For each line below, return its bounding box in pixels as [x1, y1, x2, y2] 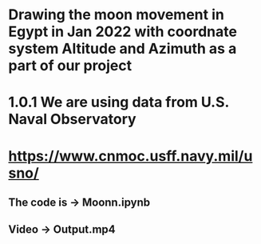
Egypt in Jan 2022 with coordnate [8, 22, 238, 41]
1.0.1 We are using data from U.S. [8, 94, 230, 111]
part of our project [8, 57, 132, 75]
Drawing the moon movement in [8, 6, 225, 24]
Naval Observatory [8, 110, 137, 129]
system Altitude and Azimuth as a [8, 40, 237, 58]
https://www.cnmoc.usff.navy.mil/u [8, 146, 253, 165]
